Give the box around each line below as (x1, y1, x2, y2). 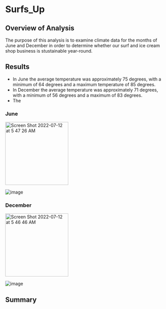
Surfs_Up (5, 4, 45, 15)
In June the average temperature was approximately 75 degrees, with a (12, 76, 161, 82)
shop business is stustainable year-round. (5, 48, 93, 54)
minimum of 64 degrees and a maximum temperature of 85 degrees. (12, 81, 156, 87)
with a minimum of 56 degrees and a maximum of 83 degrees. (12, 92, 143, 98)
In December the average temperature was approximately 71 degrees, (12, 87, 158, 93)
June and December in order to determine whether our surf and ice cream (5, 43, 160, 49)
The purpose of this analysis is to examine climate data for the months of (5, 37, 157, 43)
